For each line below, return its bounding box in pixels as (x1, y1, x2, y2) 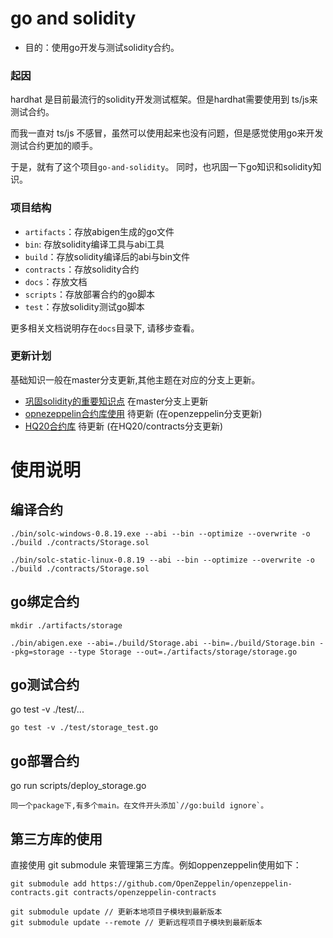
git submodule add (10, 879, 87, 889)
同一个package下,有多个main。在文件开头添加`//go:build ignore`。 (10, 801, 269, 811)
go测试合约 (10, 677, 80, 694)
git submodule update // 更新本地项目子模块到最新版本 (10, 907, 223, 917)
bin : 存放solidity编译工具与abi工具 (24, 238, 165, 250)
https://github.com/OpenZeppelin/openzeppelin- (90, 879, 293, 889)
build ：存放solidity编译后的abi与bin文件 (24, 250, 190, 262)
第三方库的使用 (10, 830, 103, 847)
